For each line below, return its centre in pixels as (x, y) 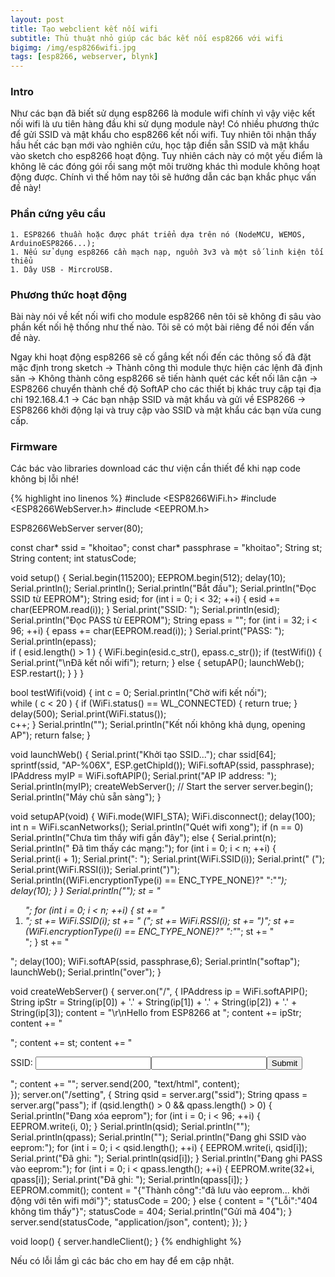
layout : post (37, 19)
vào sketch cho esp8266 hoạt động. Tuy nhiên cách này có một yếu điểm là (166, 156)
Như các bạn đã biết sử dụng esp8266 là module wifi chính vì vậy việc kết (163, 113)
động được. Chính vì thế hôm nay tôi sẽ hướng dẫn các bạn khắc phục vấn (163, 177)
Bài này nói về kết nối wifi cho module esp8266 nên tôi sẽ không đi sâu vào (166, 317)
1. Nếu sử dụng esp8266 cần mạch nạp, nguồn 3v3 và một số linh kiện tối (167, 252)
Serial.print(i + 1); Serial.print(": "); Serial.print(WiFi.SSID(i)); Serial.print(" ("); (167, 859)
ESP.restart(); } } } (47, 673)
